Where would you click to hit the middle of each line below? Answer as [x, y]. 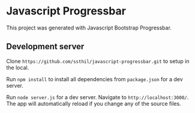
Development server [45, 47]
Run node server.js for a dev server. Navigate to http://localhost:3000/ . [97, 97]
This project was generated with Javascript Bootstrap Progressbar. [89, 28]
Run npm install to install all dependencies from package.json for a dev [94, 79]
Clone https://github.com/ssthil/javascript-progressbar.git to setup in [98, 61]
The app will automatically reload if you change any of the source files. [94, 103]
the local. [18, 67]
